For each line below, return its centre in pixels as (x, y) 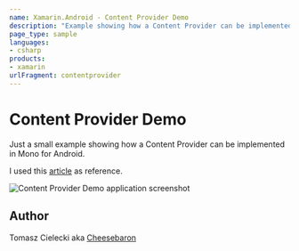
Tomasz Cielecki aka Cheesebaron (73, 238)
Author (29, 216)
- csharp (25, 51)
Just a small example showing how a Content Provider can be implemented (147, 144)
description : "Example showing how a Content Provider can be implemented (151, 26)
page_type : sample (43, 34)
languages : (29, 42)
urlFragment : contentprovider (65, 76)
